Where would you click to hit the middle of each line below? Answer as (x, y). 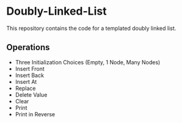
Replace (25, 88)
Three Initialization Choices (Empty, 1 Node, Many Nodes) (88, 62)
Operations (28, 47)
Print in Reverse (35, 114)
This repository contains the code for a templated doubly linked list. (91, 28)
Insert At (26, 81)
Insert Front (30, 69)
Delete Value (31, 95)
